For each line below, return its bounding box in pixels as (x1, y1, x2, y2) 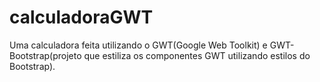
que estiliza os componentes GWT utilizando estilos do (83, 49, 311, 61)
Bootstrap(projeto (9, 49, 82, 61)
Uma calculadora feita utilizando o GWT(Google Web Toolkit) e (9, 39, 268, 51)
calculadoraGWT (9, 6, 154, 29)
